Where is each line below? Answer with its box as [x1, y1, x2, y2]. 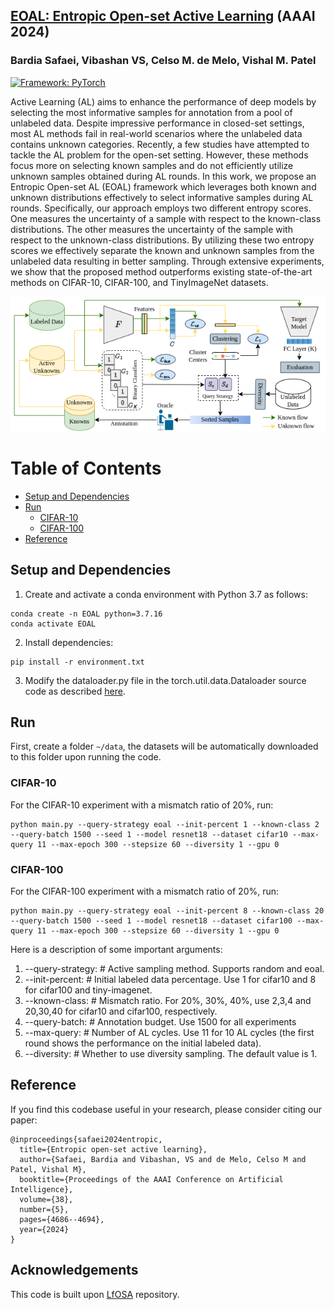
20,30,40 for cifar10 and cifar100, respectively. [24, 1005, 218, 1018]
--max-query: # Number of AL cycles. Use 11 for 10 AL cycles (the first [24, 1027, 315, 1039]
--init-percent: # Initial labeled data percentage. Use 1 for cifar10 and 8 [24, 974, 317, 986]
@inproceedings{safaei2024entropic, [10, 1134, 163, 1144]
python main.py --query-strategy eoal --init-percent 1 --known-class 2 [10, 819, 320, 829]
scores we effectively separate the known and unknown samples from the [10, 244, 315, 256]
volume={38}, [19, 1194, 74, 1204]
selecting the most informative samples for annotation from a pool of [10, 106, 293, 118]
